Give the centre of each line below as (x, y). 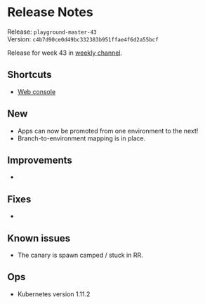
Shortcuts (29, 75)
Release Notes (50, 12)
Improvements (40, 160)
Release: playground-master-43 (52, 32)
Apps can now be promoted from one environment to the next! (108, 131)
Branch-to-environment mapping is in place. (81, 138)
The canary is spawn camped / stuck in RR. (80, 255)
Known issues (39, 238)
